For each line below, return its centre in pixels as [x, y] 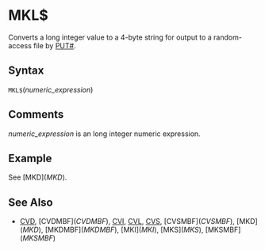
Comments [36, 114]
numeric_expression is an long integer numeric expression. [104, 134]
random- [227, 37]
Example [30, 158]
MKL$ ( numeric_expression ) [51, 89]
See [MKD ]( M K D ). [38, 177]
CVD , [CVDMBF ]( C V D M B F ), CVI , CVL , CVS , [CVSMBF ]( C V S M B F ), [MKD [137, 222]
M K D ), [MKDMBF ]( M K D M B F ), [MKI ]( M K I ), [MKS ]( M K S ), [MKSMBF [131, 230]
